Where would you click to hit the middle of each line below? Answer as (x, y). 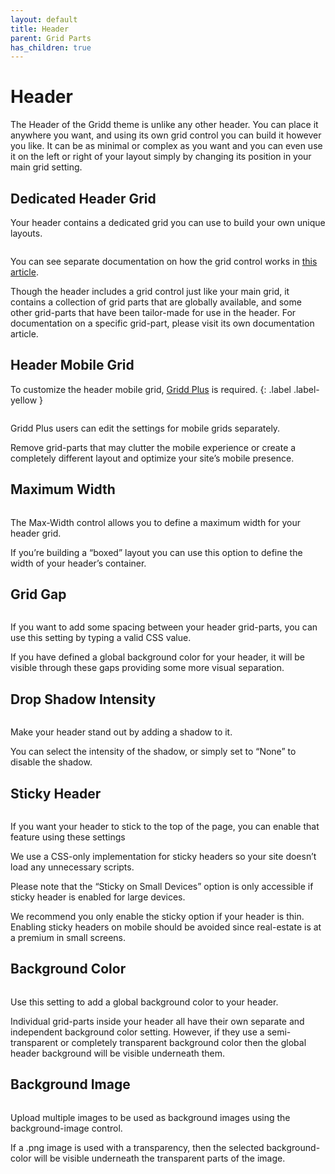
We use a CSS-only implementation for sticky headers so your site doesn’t (163, 857)
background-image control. (66, 1128)
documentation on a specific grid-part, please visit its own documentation (162, 323)
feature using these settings (68, 837)
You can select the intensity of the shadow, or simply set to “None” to (153, 752)
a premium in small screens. (68, 938)
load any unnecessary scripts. (72, 867)
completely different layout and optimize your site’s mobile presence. (152, 458)
